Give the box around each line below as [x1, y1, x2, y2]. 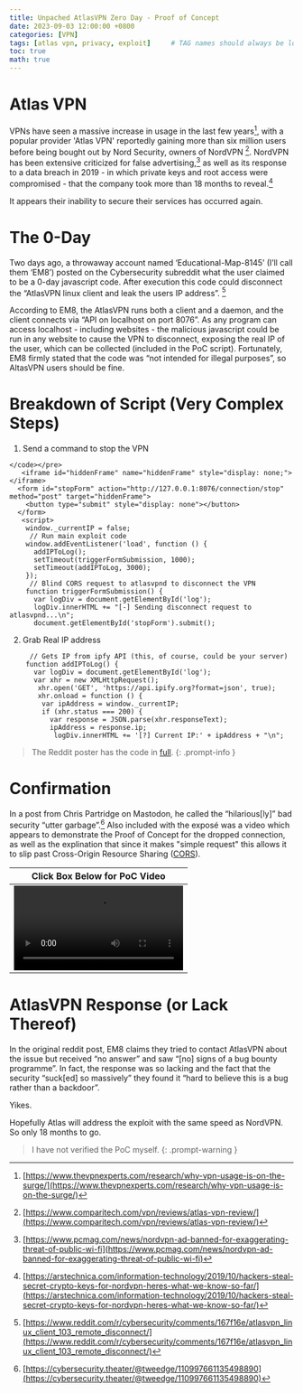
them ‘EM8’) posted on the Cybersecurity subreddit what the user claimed [9, 266, 286, 277]
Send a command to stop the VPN [22, 444, 149, 454]
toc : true [9, 47, 47, 56]
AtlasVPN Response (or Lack [9, 995, 228, 1014]
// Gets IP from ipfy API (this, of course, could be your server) [29, 652, 289, 661]
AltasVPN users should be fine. [9, 362, 124, 373]
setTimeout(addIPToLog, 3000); [32, 564, 151, 573]
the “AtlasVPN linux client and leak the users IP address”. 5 [9, 285, 226, 298]
